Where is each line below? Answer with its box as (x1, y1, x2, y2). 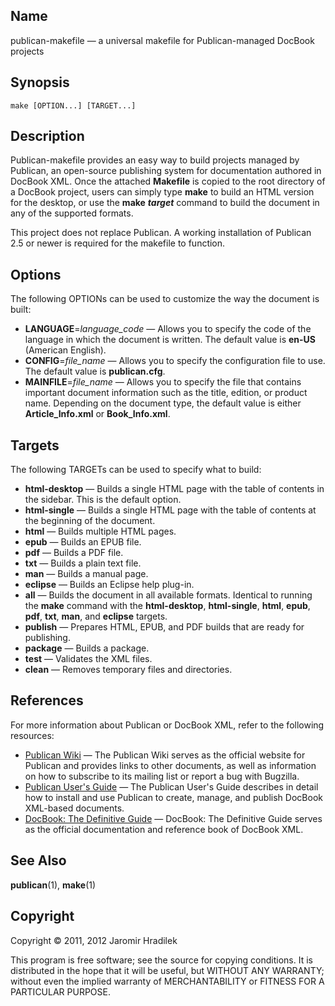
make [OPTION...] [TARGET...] (10, 100, 137, 111)
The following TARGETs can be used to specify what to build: (10, 464, 262, 476)
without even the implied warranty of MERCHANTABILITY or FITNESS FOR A (10, 975, 325, 987)
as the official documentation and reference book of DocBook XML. (24, 823, 304, 835)
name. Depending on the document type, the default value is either (24, 397, 302, 409)
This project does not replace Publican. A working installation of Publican (10, 227, 312, 239)
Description (10, 128, 85, 145)
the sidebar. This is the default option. (24, 494, 182, 506)
